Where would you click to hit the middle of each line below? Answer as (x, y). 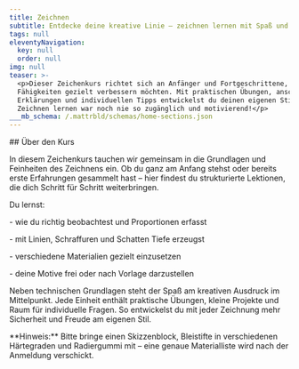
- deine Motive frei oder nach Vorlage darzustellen (101, 274)
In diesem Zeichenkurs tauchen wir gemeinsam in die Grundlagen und (138, 159)
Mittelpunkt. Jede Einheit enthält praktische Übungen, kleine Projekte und (144, 301)
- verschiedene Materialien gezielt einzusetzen (95, 257)
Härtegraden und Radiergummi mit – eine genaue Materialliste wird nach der (149, 346)
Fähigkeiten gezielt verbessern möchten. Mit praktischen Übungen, (145, 92)
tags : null (29, 34)
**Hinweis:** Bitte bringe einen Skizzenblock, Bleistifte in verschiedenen (144, 337)
